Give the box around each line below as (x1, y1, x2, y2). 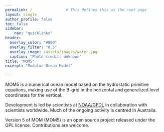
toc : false (5, 21, 28, 27)
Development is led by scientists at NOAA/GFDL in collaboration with (5, 102, 147, 108)
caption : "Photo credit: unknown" (10, 54, 82, 59)
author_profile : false (5, 17, 53, 22)
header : (5, 36, 22, 41)
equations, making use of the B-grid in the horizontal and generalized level (5, 87, 159, 93)
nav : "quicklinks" (14, 31, 53, 36)
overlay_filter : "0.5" (10, 45, 57, 50)
